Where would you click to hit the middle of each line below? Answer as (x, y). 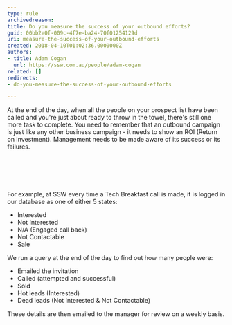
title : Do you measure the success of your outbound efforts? (99, 26)
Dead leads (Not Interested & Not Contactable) (84, 301)
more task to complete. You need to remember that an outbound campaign (114, 124)
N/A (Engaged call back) (52, 230)
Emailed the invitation (48, 271)
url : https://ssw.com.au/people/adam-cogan (77, 65)
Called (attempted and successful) (66, 279)
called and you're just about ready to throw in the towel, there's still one (109, 118)
